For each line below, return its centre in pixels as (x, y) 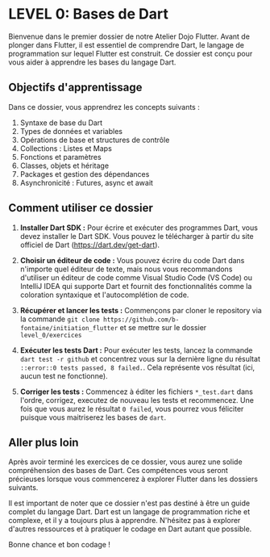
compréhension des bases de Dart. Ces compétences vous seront (118, 471)
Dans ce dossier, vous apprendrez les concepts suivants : (104, 107)
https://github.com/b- (141, 320)
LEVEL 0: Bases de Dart (89, 14)
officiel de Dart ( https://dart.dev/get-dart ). (89, 245)
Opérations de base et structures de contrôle (95, 140)
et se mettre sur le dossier (163, 327)
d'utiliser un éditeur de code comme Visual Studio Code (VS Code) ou (136, 277)
